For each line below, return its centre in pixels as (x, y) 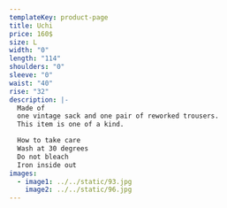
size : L (23, 42)
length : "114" (35, 58)
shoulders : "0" (37, 67)
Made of (31, 108)
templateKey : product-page (59, 17)
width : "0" (29, 50)
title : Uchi (31, 26)
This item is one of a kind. (71, 125)
